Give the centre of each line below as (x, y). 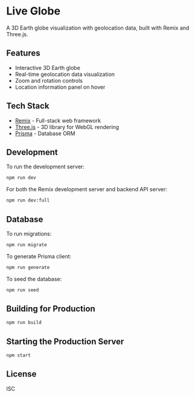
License (21, 374)
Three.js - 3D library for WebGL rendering (67, 127)
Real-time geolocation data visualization (65, 74)
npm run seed (23, 290)
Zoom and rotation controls (49, 80)
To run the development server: (45, 167)
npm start (19, 355)
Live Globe (34, 11)
